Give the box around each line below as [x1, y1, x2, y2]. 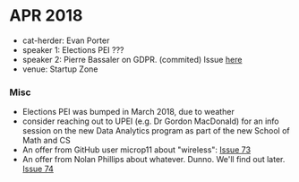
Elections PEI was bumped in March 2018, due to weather [21, 107, 235, 117]
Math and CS [21, 135, 71, 146]
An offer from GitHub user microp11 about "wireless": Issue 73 [21, 144, 252, 155]
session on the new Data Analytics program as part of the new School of [21, 126, 290, 136]
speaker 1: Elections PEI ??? [21, 44, 124, 55]
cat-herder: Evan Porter [21, 35, 110, 46]
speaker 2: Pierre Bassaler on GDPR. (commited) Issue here [21, 54, 243, 65]
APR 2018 [9, 5, 83, 26]
